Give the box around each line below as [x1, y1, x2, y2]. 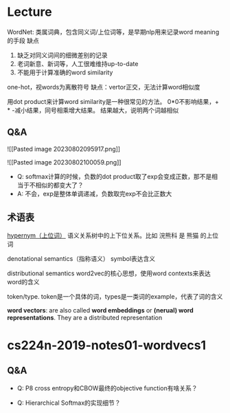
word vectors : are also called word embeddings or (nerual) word [7, 306, 194, 314]
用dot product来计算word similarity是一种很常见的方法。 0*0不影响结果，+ [7, 97, 220, 105]
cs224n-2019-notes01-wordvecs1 [7, 337, 207, 353]
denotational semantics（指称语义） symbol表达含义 [7, 254, 156, 262]
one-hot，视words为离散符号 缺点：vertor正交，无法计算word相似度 [7, 83, 200, 91]
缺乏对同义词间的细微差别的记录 [16, 51, 108, 59]
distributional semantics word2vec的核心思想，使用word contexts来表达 [7, 269, 211, 277]
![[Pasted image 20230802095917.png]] [7, 145, 121, 153]
